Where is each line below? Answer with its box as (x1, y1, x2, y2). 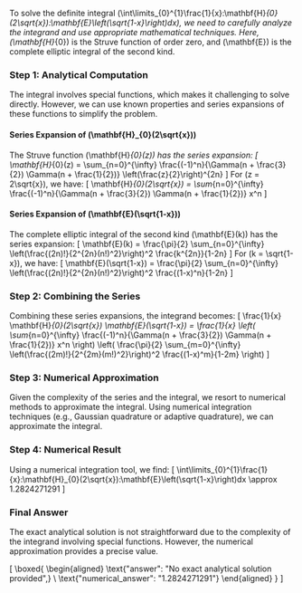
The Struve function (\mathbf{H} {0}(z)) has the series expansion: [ (9, 149, 259, 160)
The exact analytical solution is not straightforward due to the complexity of (9, 526, 291, 537)
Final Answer (9, 506, 69, 519)
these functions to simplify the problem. (9, 109, 158, 120)
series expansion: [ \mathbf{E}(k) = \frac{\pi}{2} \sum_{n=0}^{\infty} (9, 238, 265, 249)
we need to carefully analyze (184, 17, 292, 28)
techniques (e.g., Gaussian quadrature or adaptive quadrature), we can (9, 411, 274, 422)
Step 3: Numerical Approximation (9, 371, 160, 384)
